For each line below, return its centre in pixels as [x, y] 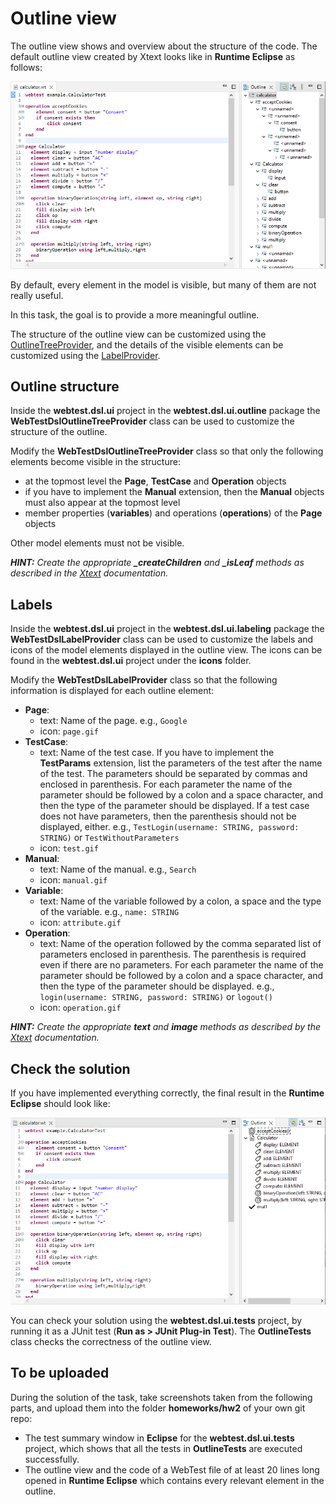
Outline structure [65, 387]
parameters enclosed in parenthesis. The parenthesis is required [173, 954]
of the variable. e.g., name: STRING [109, 912]
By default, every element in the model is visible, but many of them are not [163, 284]
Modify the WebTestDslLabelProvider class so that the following [144, 680]
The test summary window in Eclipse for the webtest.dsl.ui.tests [159, 1438]
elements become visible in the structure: [95, 462]
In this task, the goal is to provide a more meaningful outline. [135, 314]
